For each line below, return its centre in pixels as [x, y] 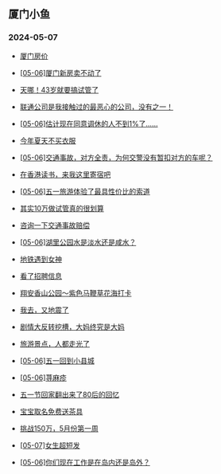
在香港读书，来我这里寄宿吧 [65, 174]
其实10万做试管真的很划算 [62, 208]
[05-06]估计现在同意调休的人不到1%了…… [89, 123]
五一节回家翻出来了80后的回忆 [70, 394]
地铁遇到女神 [41, 259]
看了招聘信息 [41, 276]
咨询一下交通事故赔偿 [54, 225]
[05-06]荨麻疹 [43, 378]
